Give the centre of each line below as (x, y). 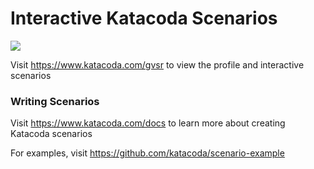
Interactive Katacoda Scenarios (144, 18)
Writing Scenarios (55, 101)
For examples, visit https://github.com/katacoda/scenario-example (147, 153)
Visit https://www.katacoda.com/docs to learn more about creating (148, 123)
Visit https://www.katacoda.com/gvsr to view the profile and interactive (157, 64)
